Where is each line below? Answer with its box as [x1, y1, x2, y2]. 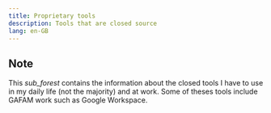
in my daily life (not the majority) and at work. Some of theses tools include [8, 86, 258, 97]
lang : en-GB [8, 27, 49, 35]
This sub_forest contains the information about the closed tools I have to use [8, 78, 264, 88]
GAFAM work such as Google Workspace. [8, 95, 148, 105]
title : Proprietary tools [8, 11, 95, 20]
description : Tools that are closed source [8, 19, 158, 27]
